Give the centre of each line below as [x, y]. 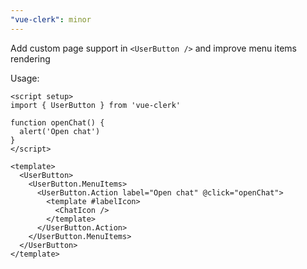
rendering [30, 58]
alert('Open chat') [60, 131]
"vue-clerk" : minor [51, 19]
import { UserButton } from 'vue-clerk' [96, 105]
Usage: [25, 78]
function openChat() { [57, 122]
